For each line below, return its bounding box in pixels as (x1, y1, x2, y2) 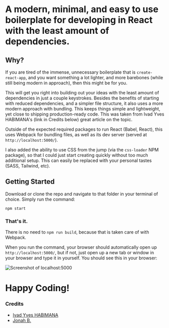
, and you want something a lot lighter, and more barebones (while (25, 75, 163, 80)
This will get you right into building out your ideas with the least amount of (5, 90, 159, 95)
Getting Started (5, 178, 55, 186)
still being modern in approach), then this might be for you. (5, 80, 128, 86)
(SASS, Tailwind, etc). (5, 163, 50, 169)
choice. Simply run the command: (5, 196, 76, 202)
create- (136, 70, 153, 75)
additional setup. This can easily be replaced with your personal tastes (5, 157, 152, 163)
